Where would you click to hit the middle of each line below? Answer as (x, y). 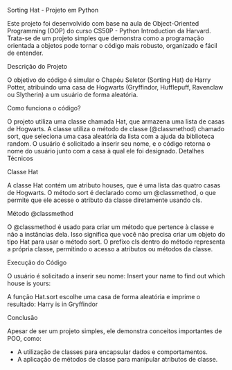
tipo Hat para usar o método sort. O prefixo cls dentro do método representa (116, 242)
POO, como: (24, 338)
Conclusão (23, 318)
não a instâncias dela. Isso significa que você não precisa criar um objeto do (116, 234)
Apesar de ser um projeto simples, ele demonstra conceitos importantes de (115, 331)
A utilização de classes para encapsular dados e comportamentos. (112, 352)
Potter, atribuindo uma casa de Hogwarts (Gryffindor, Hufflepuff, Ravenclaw (115, 87)
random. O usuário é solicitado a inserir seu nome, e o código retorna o (109, 144)
